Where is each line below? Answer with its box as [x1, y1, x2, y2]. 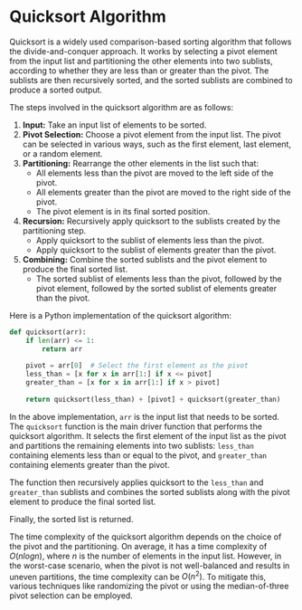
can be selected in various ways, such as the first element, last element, [22, 138, 292, 149]
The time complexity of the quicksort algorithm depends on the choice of [9, 531, 282, 542]
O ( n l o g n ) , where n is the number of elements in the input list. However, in [9, 550, 282, 561]
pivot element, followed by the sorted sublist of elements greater [35, 282, 278, 293]
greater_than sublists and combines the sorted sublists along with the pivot [9, 486, 291, 497]
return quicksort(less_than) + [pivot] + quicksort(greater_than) [25, 395, 281, 404]
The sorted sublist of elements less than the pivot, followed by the [35, 273, 282, 284]
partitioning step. [22, 224, 87, 236]
